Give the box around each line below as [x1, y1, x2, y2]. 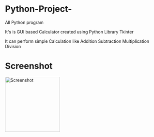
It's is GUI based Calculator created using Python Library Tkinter [5, 29, 134, 34]
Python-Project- [5, 3, 72, 15]
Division [5, 43, 21, 49]
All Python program [5, 19, 44, 25]
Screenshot [5, 61, 53, 71]
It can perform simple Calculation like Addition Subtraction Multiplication [5, 38, 150, 44]
